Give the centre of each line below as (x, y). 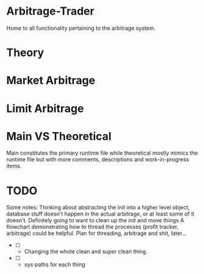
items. (14, 166)
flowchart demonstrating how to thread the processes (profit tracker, (93, 227)
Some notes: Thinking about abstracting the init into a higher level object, (98, 208)
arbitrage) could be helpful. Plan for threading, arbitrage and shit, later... (97, 233)
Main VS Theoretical (59, 136)
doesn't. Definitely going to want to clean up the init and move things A (95, 220)
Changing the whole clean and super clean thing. (86, 251)
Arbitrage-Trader (50, 11)
